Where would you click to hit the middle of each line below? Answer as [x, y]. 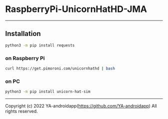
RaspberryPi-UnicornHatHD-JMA [76, 9]
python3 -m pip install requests [40, 45]
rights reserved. [22, 111]
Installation [23, 34]
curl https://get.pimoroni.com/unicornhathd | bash [60, 68]
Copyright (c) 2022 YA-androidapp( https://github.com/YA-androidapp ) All [81, 105]
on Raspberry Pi [25, 58]
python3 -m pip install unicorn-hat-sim [48, 92]
